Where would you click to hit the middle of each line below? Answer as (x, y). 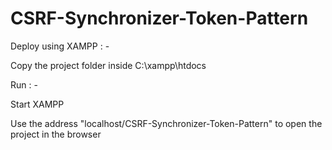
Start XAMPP (37, 104)
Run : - (24, 84)
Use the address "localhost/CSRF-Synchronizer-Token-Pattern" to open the (166, 123)
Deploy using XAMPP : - (60, 46)
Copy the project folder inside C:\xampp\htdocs (108, 65)
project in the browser (56, 134)
